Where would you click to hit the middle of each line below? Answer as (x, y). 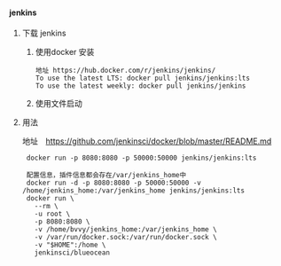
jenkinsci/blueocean (72, 253)
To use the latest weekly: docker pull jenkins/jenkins (140, 86)
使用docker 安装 (65, 52)
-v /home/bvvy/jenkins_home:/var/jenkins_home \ (125, 230)
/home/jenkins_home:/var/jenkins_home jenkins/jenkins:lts (133, 191)
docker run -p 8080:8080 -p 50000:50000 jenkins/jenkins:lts (141, 158)
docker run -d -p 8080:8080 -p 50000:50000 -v (113, 183)
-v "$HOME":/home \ (70, 245)
